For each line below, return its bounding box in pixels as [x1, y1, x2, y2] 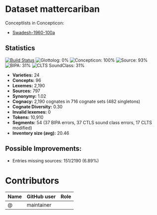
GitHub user [26, 193, 56, 200]
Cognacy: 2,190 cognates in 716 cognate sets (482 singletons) [12, 98, 140, 104]
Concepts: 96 [12, 77, 41, 83]
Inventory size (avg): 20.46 [12, 130, 69, 136]
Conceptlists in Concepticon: [5, 20, 64, 26]
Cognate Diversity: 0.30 [12, 103, 63, 110]
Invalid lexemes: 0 [12, 109, 51, 115]
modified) [12, 125, 32, 131]
